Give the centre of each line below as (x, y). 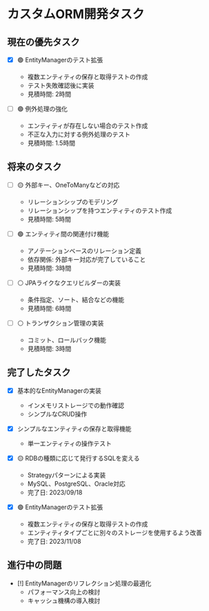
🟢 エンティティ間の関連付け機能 (63, 233)
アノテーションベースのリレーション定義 (84, 251)
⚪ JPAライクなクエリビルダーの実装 (69, 283)
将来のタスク (34, 167)
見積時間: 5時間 (49, 219)
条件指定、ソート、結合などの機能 (76, 299)
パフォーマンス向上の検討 (64, 592)
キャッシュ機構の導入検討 (64, 601)
